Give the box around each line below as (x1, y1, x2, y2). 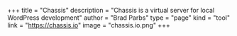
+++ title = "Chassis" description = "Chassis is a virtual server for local (7, 6, 215, 14)
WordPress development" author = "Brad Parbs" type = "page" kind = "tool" (7, 13, 231, 22)
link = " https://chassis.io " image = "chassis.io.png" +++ (7, 21, 170, 29)
